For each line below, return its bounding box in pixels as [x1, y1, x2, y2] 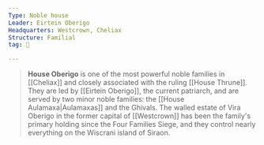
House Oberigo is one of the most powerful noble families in [27, 69, 225, 79]
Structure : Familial [8, 33, 77, 42]
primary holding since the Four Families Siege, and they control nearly [27, 120, 256, 129]
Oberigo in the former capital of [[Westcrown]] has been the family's [27, 111, 251, 121]
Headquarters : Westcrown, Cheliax [8, 26, 123, 34]
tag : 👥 [8, 41, 30, 49]
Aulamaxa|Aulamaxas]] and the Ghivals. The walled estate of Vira [27, 103, 241, 113]
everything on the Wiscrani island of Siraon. [27, 128, 171, 138]
